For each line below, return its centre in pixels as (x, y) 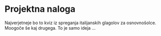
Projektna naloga (40, 9)
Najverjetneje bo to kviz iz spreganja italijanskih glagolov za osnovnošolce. (80, 23)
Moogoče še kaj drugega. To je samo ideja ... (50, 28)
